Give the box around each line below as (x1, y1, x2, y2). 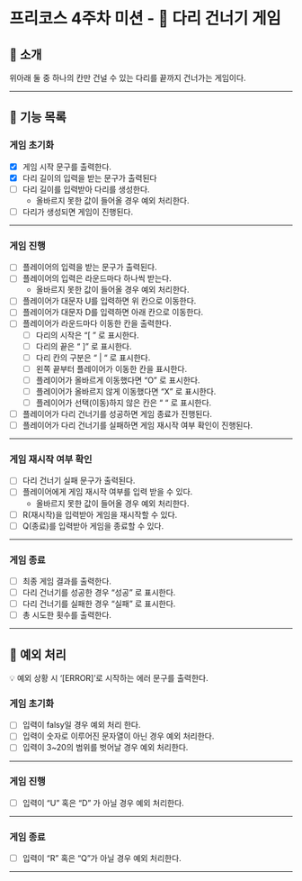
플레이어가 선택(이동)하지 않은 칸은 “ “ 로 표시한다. (35, 397, 212, 408)
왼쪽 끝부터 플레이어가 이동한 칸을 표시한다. (35, 363, 188, 374)
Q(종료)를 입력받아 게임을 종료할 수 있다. (22, 520, 164, 531)
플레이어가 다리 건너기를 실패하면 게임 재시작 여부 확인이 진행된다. (22, 420, 253, 431)
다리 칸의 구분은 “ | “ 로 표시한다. (35, 352, 151, 363)
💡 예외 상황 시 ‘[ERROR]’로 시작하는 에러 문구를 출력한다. (9, 673, 209, 684)
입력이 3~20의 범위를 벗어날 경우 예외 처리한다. (22, 742, 189, 753)
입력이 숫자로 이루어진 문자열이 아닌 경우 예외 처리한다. (22, 731, 215, 741)
